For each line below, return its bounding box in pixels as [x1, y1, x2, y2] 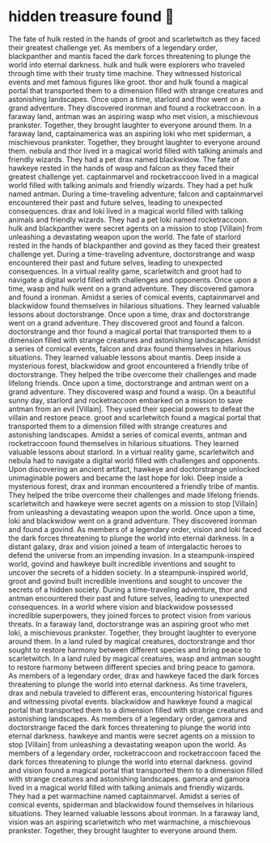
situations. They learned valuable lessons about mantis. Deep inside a [8, 352, 241, 362]
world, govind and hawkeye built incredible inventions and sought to [8, 559, 236, 568]
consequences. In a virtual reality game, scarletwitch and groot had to [8, 266, 242, 276]
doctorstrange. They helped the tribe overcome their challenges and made [8, 369, 257, 379]
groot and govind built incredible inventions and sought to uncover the [8, 576, 243, 585]
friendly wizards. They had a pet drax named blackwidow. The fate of [8, 154, 240, 164]
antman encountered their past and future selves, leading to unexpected [8, 593, 250, 602]
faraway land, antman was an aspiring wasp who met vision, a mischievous [8, 111, 259, 121]
